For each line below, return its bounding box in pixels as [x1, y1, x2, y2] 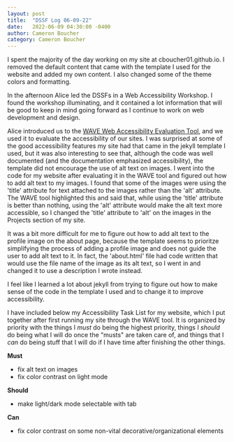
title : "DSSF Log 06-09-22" [7, 17, 92, 24]
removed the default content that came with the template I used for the [7, 63, 211, 71]
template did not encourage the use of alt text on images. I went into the [7, 164, 215, 172]
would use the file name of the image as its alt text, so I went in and [7, 259, 201, 267]
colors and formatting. [7, 78, 71, 86]
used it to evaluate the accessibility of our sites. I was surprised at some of [7, 134, 223, 143]
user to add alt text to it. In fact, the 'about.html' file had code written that [7, 252, 218, 260]
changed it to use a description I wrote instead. [7, 267, 143, 275]
